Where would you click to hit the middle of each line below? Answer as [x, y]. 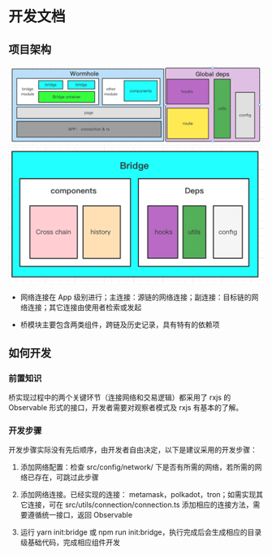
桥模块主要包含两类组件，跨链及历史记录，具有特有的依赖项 [120, 325]
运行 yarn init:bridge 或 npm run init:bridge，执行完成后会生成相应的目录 [141, 532]
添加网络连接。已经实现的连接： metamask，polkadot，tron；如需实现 [138, 495]
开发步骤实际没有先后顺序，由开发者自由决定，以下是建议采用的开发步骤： [133, 450]
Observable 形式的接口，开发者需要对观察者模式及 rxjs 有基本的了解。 [126, 407]
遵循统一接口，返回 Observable [80, 515]
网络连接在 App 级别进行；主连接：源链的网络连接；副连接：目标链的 [136, 297]
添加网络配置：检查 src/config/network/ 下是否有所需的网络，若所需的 [138, 467]
